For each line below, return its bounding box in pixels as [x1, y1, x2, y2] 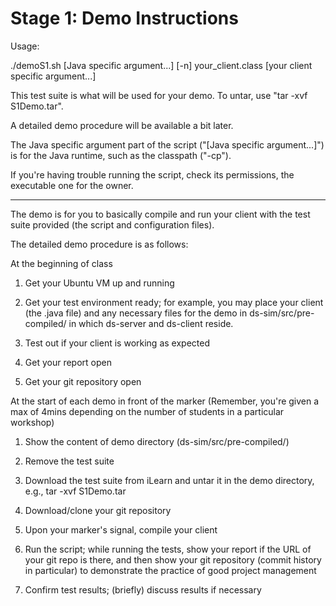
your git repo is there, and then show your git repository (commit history [24, 553, 322, 566]
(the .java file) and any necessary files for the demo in [24, 307, 248, 319]
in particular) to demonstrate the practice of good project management [24, 564, 317, 576]
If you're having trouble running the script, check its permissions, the [10, 168, 295, 181]
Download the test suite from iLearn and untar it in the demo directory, [24, 474, 315, 486]
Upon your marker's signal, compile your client [24, 523, 218, 536]
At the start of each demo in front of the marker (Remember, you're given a [10, 395, 320, 407]
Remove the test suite [24, 455, 115, 467]
